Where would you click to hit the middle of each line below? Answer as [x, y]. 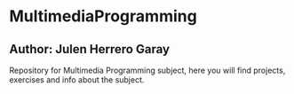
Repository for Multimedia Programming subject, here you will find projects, [147, 70]
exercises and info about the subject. [77, 80]
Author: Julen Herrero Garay [90, 49]
